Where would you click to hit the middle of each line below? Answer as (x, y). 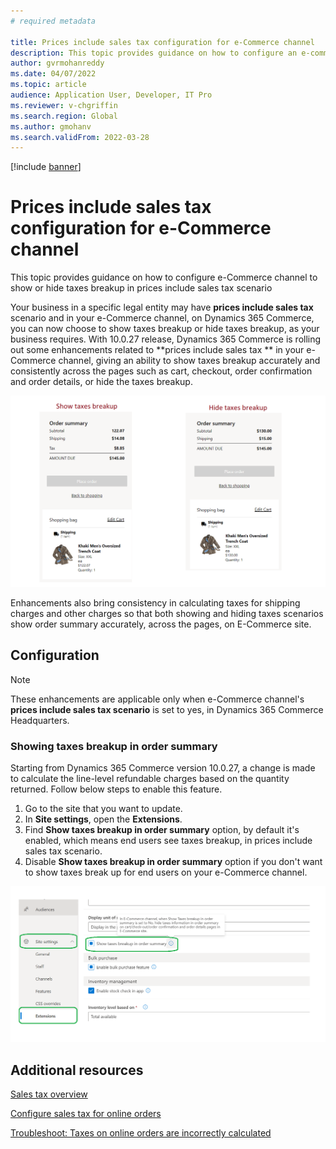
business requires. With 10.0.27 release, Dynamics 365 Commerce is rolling (166, 339)
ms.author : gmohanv (51, 126)
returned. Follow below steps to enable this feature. (116, 789)
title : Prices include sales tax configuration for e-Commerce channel (162, 42)
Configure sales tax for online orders (86, 1114)
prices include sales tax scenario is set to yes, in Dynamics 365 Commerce (167, 709)
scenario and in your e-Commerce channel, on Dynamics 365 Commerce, (162, 318)
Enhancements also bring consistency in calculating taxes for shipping (155, 602)
